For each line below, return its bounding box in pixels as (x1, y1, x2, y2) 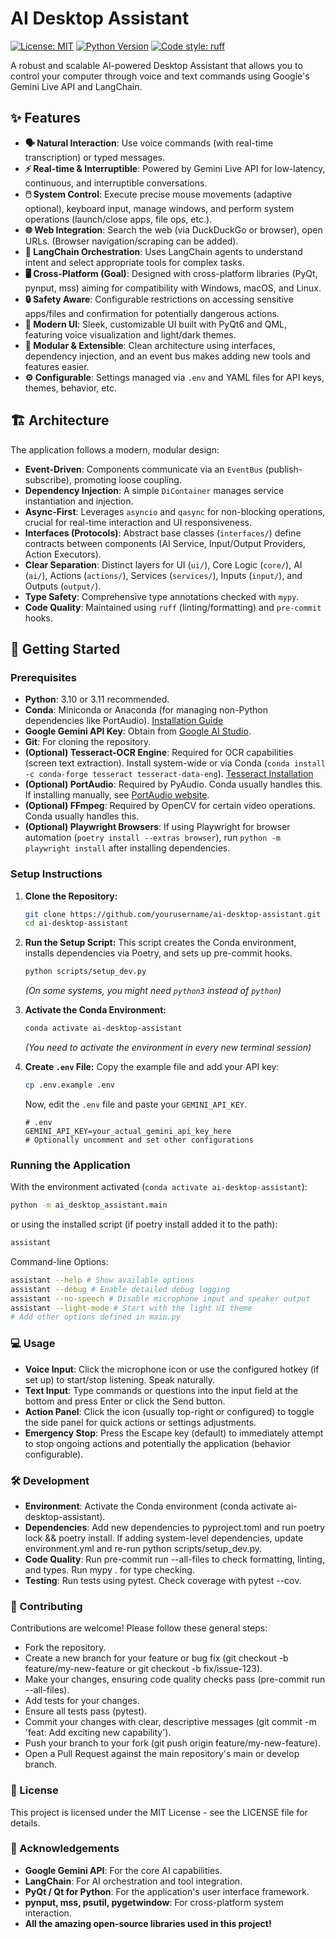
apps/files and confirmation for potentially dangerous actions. (24, 307, 280, 319)
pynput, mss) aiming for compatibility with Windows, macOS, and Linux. (24, 282, 322, 294)
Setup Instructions (10, 867, 103, 881)
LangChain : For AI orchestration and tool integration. (24, 1875, 243, 1887)
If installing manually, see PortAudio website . (24, 789, 210, 801)
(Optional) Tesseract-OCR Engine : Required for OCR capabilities (24, 747, 294, 759)
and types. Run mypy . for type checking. (24, 1563, 195, 1576)
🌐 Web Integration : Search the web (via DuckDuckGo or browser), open (24, 223, 323, 236)
